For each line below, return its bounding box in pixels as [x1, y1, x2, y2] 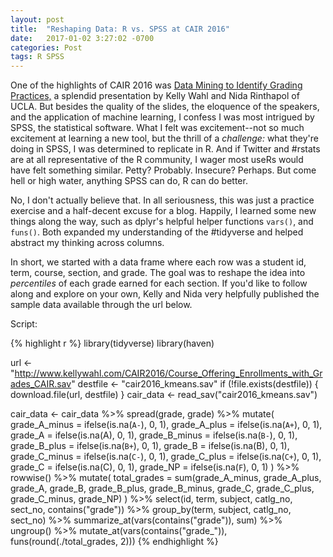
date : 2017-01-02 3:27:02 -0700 [10, 33, 155, 43]
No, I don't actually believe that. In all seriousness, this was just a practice [10, 194, 315, 206]
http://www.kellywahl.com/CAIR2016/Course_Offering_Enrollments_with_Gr [14, 367, 323, 380]
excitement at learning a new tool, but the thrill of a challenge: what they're [10, 132, 320, 145]
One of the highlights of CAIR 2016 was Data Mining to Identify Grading [10, 79, 303, 91]
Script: [10, 318, 38, 330]
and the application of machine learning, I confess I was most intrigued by [10, 111, 315, 123]
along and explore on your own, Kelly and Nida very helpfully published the [10, 288, 320, 300]
